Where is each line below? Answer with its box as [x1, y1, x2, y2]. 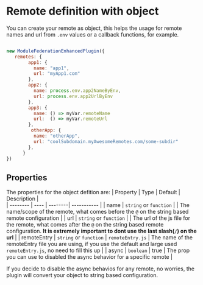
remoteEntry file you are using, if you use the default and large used [6, 241, 177, 248]
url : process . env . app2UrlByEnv [33, 93, 113, 99]
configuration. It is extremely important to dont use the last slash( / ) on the [6, 227, 197, 235]
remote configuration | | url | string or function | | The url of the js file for [6, 214, 191, 222]
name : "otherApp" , [33, 133, 80, 139]
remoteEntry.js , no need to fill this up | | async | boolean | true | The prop [6, 247, 190, 254]
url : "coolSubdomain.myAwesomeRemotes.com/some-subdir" [33, 138, 179, 144]
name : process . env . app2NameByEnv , [33, 88, 121, 94]
